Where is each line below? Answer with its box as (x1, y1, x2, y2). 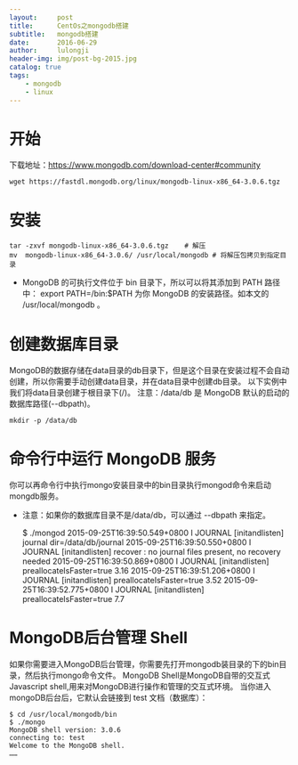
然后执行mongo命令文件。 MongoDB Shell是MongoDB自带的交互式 (24, 670, 271, 681)
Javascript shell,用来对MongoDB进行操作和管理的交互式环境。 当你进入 (9, 681, 271, 692)
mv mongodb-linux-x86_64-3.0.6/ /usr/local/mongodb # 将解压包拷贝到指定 (9, 251, 280, 260)
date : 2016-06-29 (9, 37, 98, 47)
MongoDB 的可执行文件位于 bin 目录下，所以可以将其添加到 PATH (21, 277, 263, 288)
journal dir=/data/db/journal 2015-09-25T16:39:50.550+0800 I (21, 537, 252, 548)
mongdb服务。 (9, 491, 64, 501)
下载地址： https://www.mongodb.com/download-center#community (9, 159, 261, 170)
